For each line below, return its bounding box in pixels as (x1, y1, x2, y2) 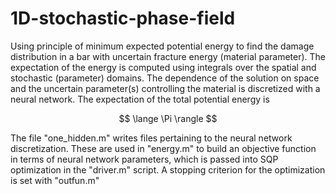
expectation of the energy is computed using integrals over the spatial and (10, 61, 317, 73)
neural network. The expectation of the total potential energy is (10, 93, 270, 105)
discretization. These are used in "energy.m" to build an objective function (10, 142, 317, 154)
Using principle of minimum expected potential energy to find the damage (10, 40, 315, 52)
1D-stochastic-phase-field (10, 7, 236, 30)
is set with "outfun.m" (10, 174, 100, 186)
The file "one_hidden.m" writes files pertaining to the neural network (10, 132, 293, 144)
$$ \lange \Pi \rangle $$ (118, 112, 218, 124)
